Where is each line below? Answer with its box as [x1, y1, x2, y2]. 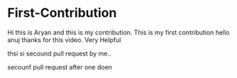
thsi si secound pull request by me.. [7, 49, 111, 58]
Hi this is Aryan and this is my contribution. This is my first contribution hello [7, 28, 230, 37]
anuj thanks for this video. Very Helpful [7, 35, 121, 44]
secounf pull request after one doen [7, 63, 112, 71]
